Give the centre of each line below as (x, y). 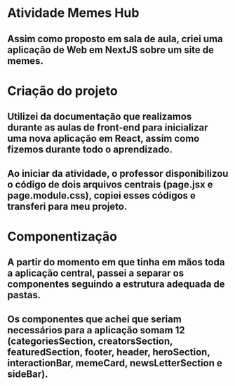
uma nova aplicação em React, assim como (103, 139)
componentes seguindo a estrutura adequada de (116, 285)
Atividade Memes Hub (73, 13)
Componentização (62, 236)
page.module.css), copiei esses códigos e (102, 195)
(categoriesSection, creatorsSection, (90, 341)
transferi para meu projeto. (67, 206)
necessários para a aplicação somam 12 (96, 330)
